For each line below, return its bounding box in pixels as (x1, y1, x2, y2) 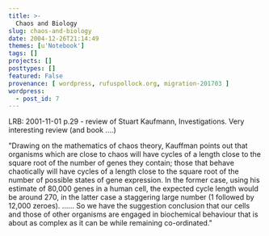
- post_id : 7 (15, 95, 60, 103)
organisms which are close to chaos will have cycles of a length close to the (8, 150, 261, 159)
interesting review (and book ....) (8, 125, 117, 135)
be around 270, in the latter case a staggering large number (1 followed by (8, 192, 254, 202)
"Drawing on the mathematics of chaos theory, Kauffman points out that (8, 141, 248, 150)
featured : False (8, 72, 63, 80)
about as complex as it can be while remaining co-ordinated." (8, 218, 212, 228)
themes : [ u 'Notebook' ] (8, 42, 85, 50)
